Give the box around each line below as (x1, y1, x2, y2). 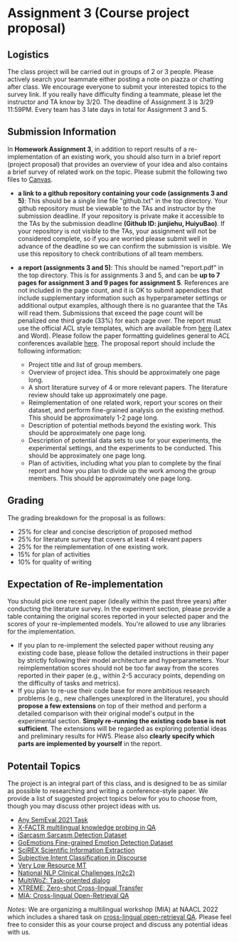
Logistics (7, 48, 49, 61)
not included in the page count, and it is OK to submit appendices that (17, 286, 223, 294)
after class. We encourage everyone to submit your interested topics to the (7, 83, 227, 90)
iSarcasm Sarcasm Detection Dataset (17, 831, 127, 839)
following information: (17, 346, 82, 355)
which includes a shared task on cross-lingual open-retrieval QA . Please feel (7, 913, 232, 921)
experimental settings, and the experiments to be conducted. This (28, 443, 222, 452)
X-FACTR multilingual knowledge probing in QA (17, 823, 156, 832)
